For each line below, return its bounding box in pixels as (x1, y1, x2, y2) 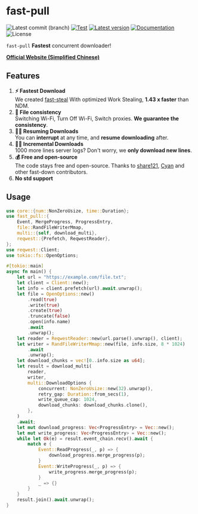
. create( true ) (27, 308, 63, 314)
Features (6, 71, 40, 81)
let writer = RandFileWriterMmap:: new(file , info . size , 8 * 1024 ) (17, 341, 185, 347)
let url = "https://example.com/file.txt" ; (17, 274, 127, 281)
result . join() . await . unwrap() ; (17, 497, 95, 503)
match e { (27, 441, 52, 447)
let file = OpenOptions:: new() (17, 291, 95, 297)
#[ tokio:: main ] (6, 263, 44, 269)
